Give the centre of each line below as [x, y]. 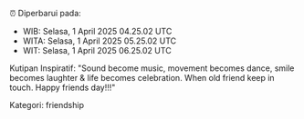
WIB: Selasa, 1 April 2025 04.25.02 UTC [97, 31]
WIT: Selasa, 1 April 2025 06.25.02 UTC [97, 50]
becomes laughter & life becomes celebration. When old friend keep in [142, 78]
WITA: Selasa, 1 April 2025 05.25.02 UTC [100, 41]
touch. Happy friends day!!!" [63, 87]
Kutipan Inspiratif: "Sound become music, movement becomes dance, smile [152, 68]
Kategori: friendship [47, 105]
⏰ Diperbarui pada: [46, 13]
